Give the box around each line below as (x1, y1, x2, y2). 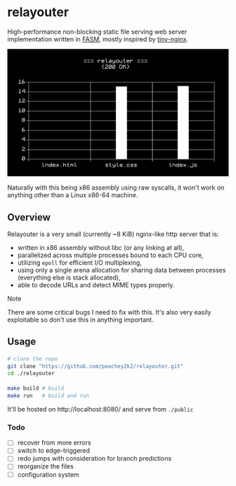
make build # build (7, 385, 65, 392)
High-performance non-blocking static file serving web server (7, 27, 188, 36)
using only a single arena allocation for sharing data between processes (17, 265, 226, 274)
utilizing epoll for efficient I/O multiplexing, (17, 258, 142, 267)
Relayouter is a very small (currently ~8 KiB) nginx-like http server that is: (7, 230, 219, 238)
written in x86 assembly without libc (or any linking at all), (17, 243, 185, 251)
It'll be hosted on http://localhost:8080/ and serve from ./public (7, 405, 194, 413)
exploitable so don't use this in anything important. (7, 315, 154, 324)
